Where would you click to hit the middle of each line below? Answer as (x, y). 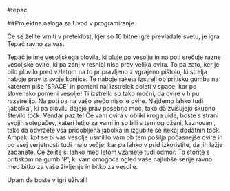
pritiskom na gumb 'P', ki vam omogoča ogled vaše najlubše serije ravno (110, 159)
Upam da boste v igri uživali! (48, 180)
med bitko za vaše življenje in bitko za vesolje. (73, 167)
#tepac (17, 10)
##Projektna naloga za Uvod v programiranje (71, 23)
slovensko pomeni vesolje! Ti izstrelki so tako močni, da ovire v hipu (103, 93)
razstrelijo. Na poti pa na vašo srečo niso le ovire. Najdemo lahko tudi (105, 101)
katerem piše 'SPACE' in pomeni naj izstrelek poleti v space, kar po (102, 86)
